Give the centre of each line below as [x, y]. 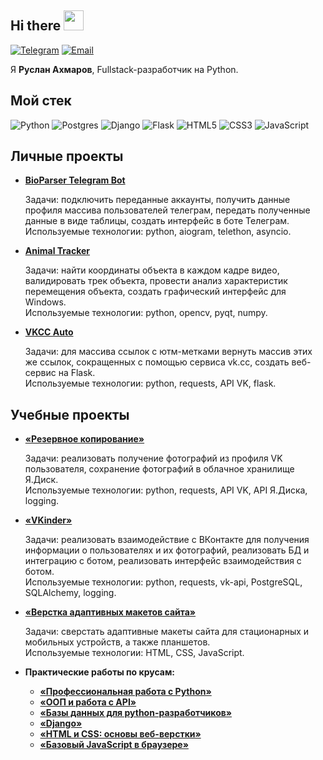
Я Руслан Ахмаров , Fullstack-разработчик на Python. [124, 69]
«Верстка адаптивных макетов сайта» [110, 612]
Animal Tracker [57, 251]
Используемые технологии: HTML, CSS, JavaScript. [134, 653]
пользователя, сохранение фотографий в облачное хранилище [159, 469]
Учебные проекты [70, 414]
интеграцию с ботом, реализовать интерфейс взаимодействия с [163, 561]
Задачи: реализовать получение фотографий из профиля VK [153, 458]
